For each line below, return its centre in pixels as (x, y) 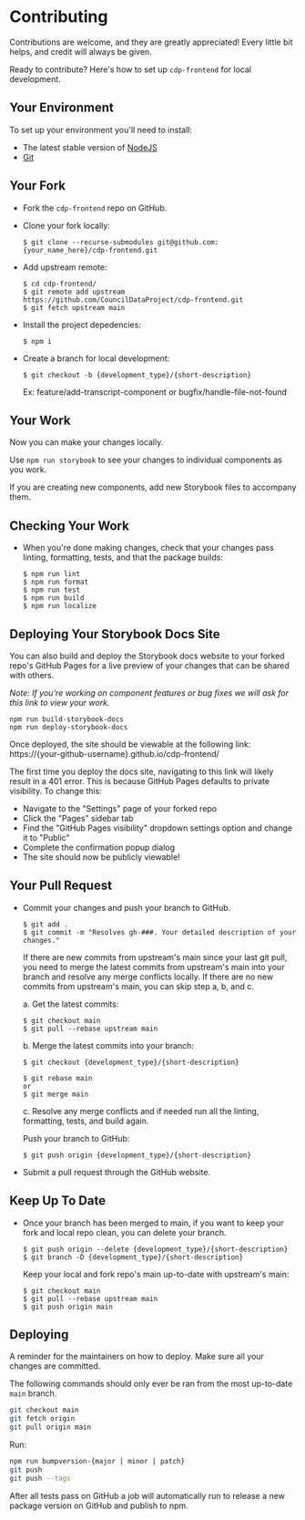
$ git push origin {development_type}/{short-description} (137, 1155)
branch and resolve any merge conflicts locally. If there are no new (148, 977)
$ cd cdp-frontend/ (60, 284)
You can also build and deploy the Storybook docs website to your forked (147, 656)
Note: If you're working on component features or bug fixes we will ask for (149, 693)
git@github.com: (188, 242)
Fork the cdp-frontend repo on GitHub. (95, 208)
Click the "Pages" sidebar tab (78, 818)
